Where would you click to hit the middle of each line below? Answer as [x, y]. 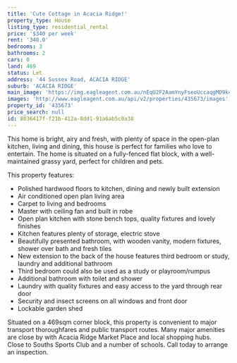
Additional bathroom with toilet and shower [80, 278]
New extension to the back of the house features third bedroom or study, [123, 256]
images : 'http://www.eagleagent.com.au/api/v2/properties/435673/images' [118, 99]
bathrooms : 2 [26, 54]
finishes [29, 226]
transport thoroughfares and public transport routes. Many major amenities [116, 329]
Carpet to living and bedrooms [62, 203]
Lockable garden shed [50, 308]
